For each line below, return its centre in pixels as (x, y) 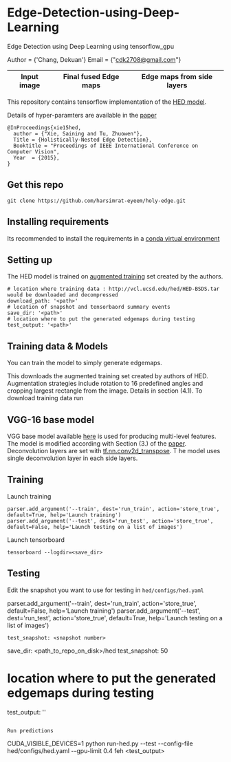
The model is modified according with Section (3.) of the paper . (97, 444)
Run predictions (30, 730)
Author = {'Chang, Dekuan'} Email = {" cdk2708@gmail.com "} (94, 59)
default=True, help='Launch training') (64, 515)
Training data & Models (58, 346)
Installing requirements (58, 222)
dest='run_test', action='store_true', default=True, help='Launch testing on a (115, 618)
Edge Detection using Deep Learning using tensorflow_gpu (90, 46)
